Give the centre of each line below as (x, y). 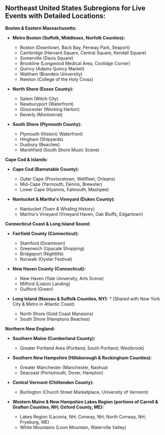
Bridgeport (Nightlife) (42, 254)
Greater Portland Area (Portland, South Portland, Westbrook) (82, 348)
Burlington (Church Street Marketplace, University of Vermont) (84, 392)
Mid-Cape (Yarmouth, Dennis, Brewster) (61, 184)
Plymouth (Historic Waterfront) (51, 134)
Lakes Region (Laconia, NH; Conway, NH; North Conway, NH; (83, 417)
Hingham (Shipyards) (42, 139)
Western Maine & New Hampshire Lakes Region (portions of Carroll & (85, 402)
